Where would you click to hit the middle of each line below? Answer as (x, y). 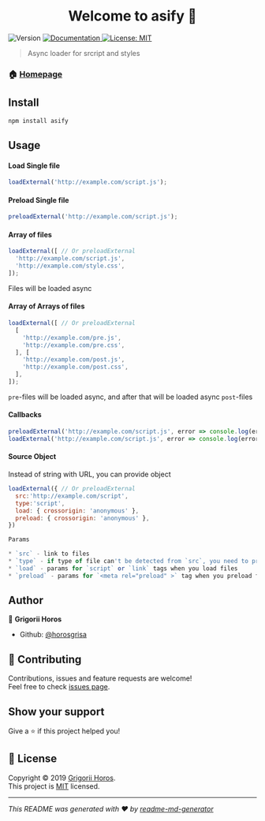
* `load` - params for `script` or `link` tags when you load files (123, 568)
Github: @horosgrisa (53, 635)
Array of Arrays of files (47, 306)
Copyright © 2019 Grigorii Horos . (62, 778)
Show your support (56, 712)
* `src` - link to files (49, 554)
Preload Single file (39, 200)
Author (26, 601)
